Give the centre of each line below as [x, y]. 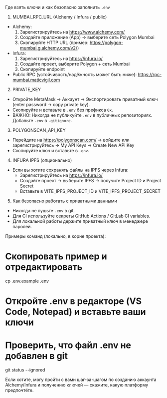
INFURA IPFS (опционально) [42, 160]
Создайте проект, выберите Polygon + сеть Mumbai [75, 64]
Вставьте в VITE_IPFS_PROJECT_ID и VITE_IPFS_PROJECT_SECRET [90, 191]
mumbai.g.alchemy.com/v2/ [49, 48]
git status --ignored [25, 370]
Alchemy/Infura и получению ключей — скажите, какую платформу [77, 385]
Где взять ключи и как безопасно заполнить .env [58, 7]
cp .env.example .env [27, 281]
